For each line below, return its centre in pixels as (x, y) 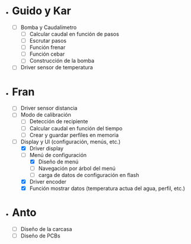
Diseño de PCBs (40, 236)
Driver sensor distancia (49, 108)
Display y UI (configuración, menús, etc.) (71, 142)
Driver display (47, 148)
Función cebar (47, 54)
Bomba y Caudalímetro (49, 27)
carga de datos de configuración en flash (89, 175)
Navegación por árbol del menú (77, 168)
